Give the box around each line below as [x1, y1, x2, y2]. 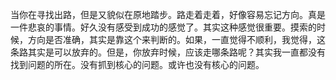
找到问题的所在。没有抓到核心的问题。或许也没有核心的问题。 [10, 59, 265, 70]
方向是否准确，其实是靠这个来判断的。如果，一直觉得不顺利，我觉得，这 [27, 34, 326, 45]
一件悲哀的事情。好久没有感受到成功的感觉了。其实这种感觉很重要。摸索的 [10, 21, 317, 33]
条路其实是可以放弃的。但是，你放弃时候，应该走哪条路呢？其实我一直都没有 [10, 46, 326, 58]
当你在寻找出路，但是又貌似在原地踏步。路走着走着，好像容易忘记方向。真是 [10, 9, 326, 20]
